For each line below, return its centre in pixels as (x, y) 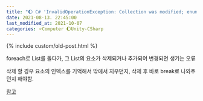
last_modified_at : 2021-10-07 (44, 23)
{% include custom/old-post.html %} (52, 46)
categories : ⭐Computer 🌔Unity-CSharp (55, 29)
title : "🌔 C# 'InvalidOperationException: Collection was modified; (95, 12)
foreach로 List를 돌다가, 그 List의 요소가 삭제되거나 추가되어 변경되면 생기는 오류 (101, 59)
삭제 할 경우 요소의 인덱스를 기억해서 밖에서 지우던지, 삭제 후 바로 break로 (93, 71)
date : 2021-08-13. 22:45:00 (42, 18)
